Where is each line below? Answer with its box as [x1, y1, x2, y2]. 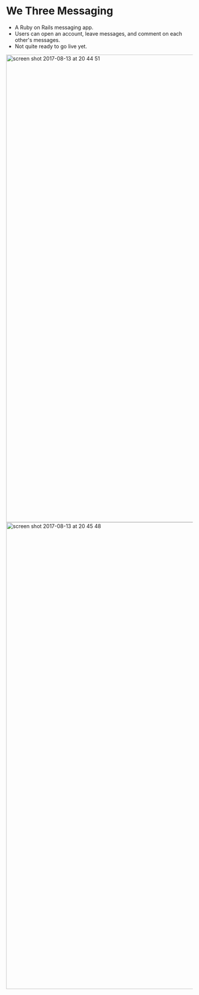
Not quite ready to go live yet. [14, 43, 88, 50]
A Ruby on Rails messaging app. [14, 24, 94, 31]
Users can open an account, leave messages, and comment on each [14, 30, 182, 37]
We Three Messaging [6, 4, 114, 18]
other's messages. [14, 36, 60, 43]
